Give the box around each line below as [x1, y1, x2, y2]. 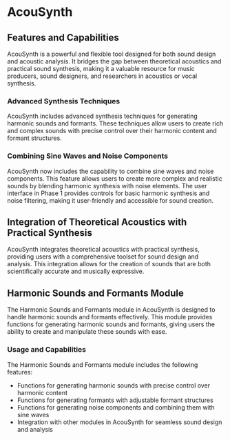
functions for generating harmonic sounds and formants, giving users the [7, 320, 216, 328]
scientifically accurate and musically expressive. [7, 267, 145, 276]
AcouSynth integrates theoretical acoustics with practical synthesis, [7, 246, 200, 254]
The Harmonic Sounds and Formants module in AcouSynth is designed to [7, 306, 216, 314]
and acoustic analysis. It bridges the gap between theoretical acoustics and [7, 57, 222, 66]
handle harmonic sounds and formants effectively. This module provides [7, 313, 213, 321]
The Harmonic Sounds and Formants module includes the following [7, 360, 198, 369]
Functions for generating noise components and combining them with [17, 403, 215, 411]
